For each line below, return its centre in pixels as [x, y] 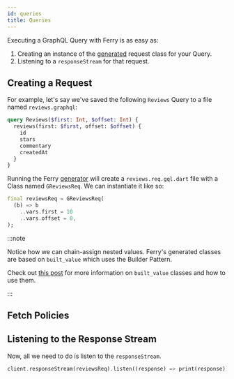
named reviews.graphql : [42, 107]
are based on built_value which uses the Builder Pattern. [90, 259]
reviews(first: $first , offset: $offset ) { [77, 126]
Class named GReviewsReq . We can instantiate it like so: [86, 186]
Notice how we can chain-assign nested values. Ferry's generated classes [114, 251]
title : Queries [29, 20]
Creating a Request [50, 83]
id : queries [24, 14]
